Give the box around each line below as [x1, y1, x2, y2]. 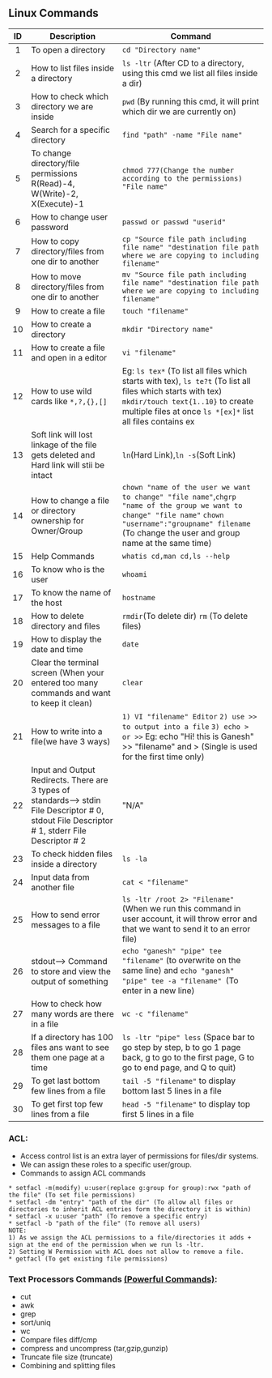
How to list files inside [31, 62, 115, 74]
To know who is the [31, 563, 105, 574]
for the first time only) [121, 751, 205, 762]
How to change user [31, 211, 108, 222]
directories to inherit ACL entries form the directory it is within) [8, 1205, 252, 1214]
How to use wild [31, 385, 92, 396]
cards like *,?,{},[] [31, 395, 108, 407]
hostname [121, 593, 156, 602]
